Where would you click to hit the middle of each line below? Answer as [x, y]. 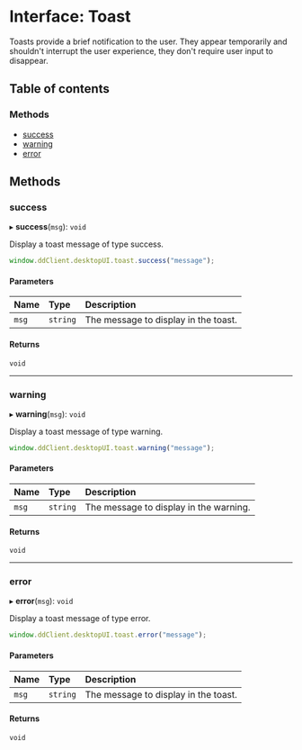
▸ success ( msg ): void [48, 227]
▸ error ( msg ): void [41, 601]
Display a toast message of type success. [87, 244]
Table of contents [59, 89]
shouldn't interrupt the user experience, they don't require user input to [142, 50]
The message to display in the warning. [168, 507]
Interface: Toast [71, 17]
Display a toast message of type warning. [86, 431]
